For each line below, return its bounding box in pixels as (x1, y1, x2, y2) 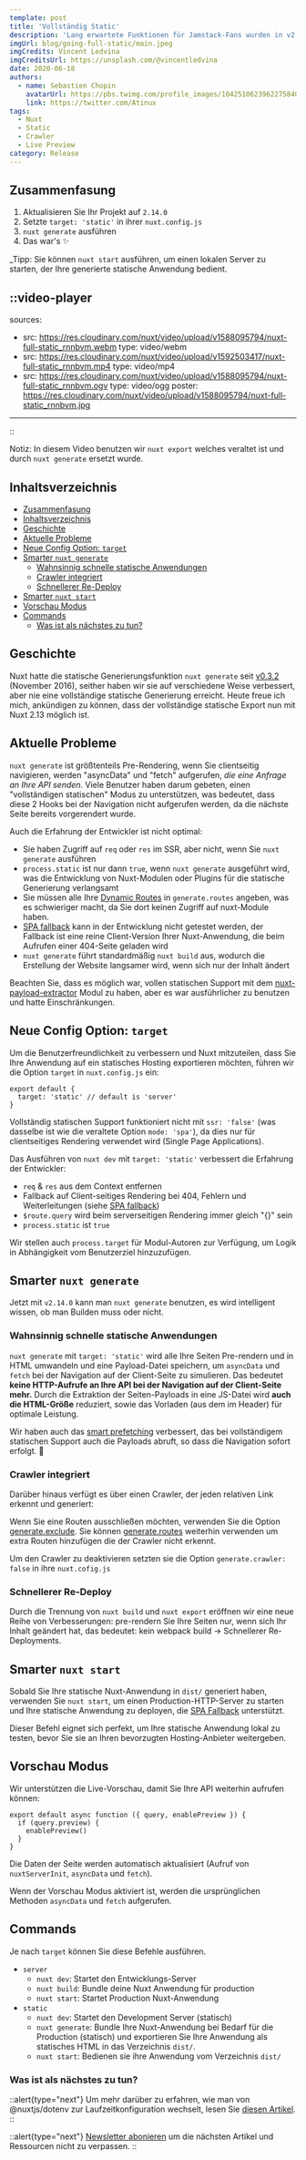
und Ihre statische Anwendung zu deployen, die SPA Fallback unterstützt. (9, 1705, 285, 1716)
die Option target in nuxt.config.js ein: (9, 1067, 159, 1078)
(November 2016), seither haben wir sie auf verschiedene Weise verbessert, (9, 680, 296, 691)
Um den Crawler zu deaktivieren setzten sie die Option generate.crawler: (9, 1552, 287, 1563)
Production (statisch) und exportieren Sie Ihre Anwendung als (36, 2031, 269, 2042)
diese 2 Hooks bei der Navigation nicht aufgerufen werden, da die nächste (9, 798, 289, 809)
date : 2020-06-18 (9, 65, 76, 74)
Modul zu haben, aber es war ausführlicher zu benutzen (78, 987, 290, 998)
